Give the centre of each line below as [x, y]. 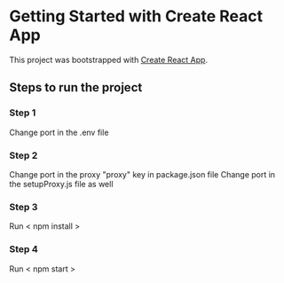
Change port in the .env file [59, 132]
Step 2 [24, 155]
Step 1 [23, 113]
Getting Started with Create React [136, 16]
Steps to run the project [76, 87]
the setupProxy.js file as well [61, 184]
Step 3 [24, 207]
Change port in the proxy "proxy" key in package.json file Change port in [142, 174]
